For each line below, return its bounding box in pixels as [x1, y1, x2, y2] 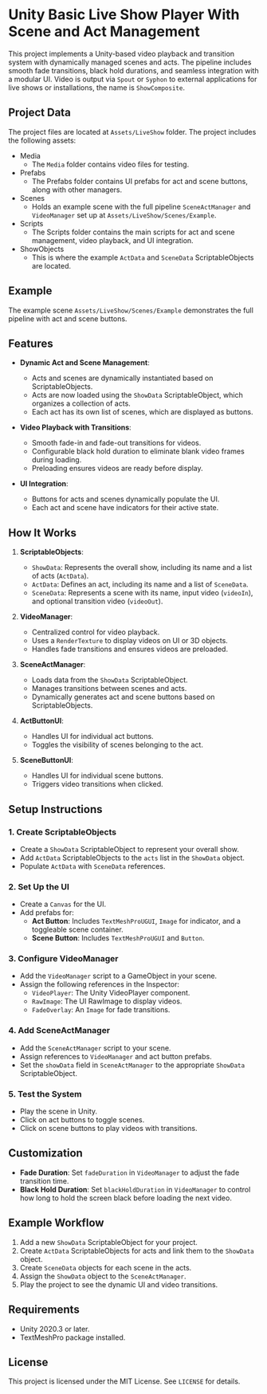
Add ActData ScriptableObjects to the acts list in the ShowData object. [19, 853, 245, 862]
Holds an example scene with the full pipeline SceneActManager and [31, 202, 251, 211]
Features [8, 336, 53, 350]
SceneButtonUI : [19, 756, 74, 765]
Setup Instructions [8, 803, 103, 816]
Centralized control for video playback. [31, 627, 160, 637]
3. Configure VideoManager [8, 953, 119, 964]
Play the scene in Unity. [19, 1106, 98, 1117]
